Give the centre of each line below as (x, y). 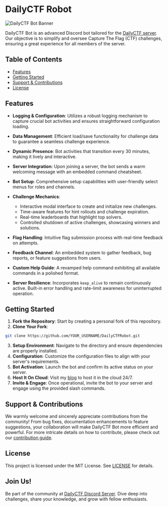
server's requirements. (36, 361)
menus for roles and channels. (44, 187)
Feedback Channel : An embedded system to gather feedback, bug (82, 252)
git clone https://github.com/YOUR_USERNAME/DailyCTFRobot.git (73, 336)
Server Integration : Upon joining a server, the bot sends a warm (79, 166)
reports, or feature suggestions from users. (57, 258)
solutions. (30, 228)
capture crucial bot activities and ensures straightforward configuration (86, 121)
